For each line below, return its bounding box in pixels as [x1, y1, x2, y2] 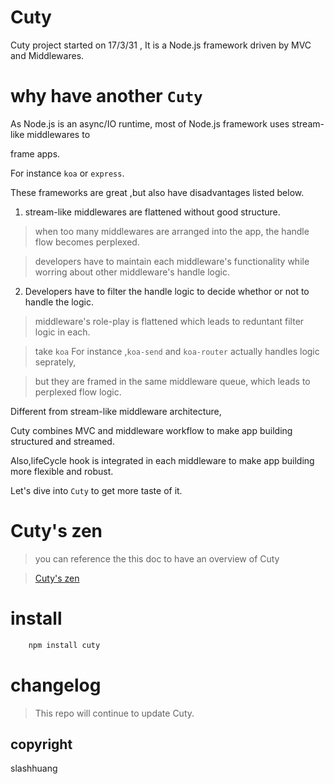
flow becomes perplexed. [34, 236, 140, 248]
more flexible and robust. [10, 465, 114, 477]
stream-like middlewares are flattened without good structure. [24, 206, 281, 218]
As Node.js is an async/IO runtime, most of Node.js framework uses [10, 117, 290, 130]
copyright [10, 736, 73, 753]
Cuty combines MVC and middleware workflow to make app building [10, 424, 293, 436]
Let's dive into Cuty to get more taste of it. [10, 484, 183, 496]
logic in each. [34, 326, 91, 338]
